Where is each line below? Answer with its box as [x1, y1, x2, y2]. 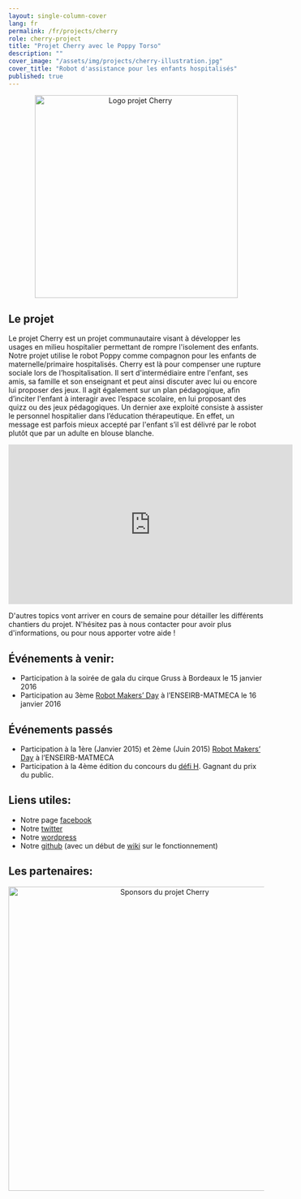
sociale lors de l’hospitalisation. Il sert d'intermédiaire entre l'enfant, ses [8, 368, 249, 378]
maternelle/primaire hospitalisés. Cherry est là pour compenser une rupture [8, 359, 261, 369]
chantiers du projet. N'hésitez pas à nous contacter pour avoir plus [8, 620, 232, 630]
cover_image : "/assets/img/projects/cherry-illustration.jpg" [8, 58, 223, 66]
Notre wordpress [19, 832, 77, 842]
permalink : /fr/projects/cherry [8, 27, 118, 35]
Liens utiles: [8, 793, 71, 807]
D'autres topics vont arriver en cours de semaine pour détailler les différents [8, 611, 264, 621]
